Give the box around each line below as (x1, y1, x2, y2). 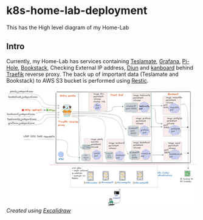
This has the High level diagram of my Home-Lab (6, 24, 129, 31)
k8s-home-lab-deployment (6, 4, 148, 18)
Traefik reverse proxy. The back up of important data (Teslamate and (6, 70, 179, 78)
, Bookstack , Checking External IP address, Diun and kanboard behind (18, 64, 193, 71)
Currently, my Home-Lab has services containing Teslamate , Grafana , (6, 57, 181, 64)
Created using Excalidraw (6, 207, 71, 215)
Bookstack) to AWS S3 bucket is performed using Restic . (6, 77, 149, 84)
